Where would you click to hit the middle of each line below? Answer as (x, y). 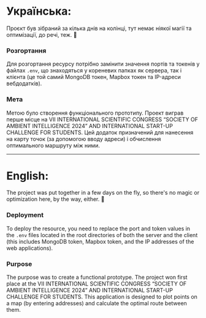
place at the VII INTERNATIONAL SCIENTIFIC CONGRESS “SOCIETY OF (97, 284)
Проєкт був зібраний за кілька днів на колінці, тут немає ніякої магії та (99, 28)
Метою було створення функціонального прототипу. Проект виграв (95, 113)
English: (28, 176)
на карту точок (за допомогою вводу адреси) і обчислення (84, 138)
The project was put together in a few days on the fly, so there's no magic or (103, 193)
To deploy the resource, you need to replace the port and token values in (98, 229)
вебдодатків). (24, 83)
